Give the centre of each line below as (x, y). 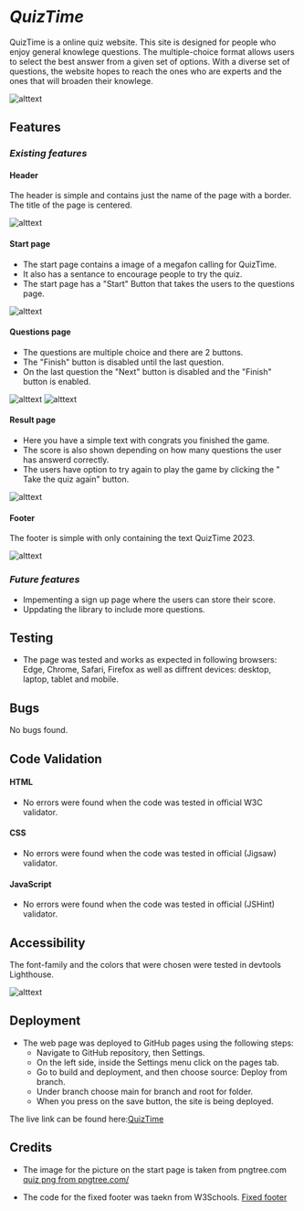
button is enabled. (57, 381)
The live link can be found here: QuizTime (87, 1119)
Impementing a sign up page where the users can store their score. (149, 600)
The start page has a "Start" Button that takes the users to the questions (158, 283)
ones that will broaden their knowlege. (81, 80)
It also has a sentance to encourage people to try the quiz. (132, 274)
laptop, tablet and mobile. (71, 679)
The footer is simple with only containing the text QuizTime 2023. (132, 538)
